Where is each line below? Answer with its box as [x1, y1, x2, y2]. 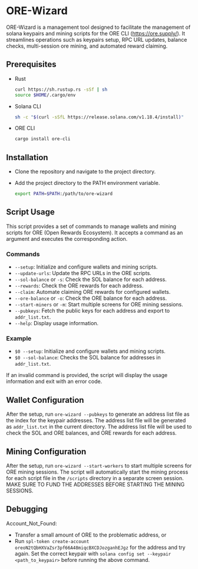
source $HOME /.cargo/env [14, 92, 76, 98]
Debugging [6, 504, 48, 514]
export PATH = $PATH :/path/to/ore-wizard [14, 191, 113, 197]
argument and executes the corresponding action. [6, 235, 128, 242]
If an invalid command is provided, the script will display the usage [6, 372, 168, 379]
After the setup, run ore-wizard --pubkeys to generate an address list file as [6, 411, 190, 418]
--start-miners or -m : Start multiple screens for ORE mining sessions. [14, 301, 184, 308]
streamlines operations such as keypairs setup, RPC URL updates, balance [6, 36, 187, 43]
